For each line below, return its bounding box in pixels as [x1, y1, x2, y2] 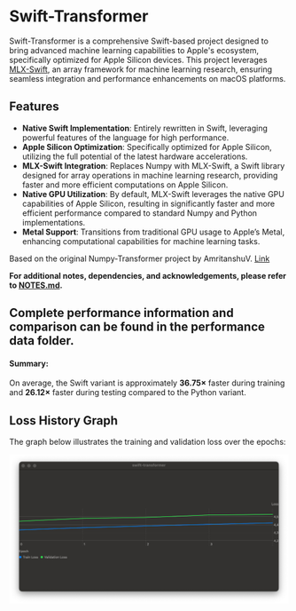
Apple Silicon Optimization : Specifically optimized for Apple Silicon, [21, 141, 272, 152]
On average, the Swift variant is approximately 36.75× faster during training [9, 377, 285, 388]
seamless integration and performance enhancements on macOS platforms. [9, 73, 286, 83]
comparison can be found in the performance [9, 320, 266, 335]
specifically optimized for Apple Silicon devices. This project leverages [9, 54, 268, 65]
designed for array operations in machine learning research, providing [21, 170, 278, 180]
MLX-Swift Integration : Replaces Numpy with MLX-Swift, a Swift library [21, 160, 285, 171]
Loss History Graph [9, 413, 118, 428]
